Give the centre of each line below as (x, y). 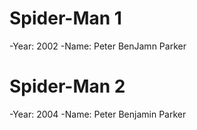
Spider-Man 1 (65, 18)
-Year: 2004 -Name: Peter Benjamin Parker (98, 114)
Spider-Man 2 (67, 86)
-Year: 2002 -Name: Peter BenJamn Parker (98, 46)
